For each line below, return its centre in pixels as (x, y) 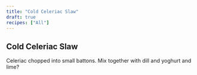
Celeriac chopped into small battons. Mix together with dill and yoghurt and (99, 61)
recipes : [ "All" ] (28, 22)
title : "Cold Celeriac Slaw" (42, 12)
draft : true (21, 17)
